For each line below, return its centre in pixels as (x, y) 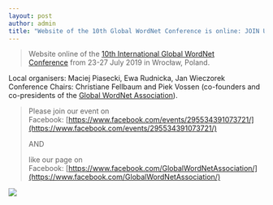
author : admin (32, 23)
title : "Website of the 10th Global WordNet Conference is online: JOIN (134, 31)
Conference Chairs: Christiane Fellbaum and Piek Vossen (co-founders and (134, 87)
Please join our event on (69, 111)
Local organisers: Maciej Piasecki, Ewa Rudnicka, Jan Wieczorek (117, 79)
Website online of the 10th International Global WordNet (121, 54)
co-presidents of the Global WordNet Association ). (93, 96)
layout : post (30, 16)
